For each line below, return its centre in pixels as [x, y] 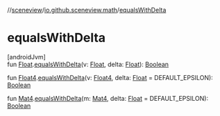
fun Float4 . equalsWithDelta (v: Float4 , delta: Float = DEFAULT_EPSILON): [110, 77]
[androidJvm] [27, 57]
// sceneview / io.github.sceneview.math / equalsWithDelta [87, 10]
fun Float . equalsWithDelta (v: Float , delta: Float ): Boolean [88, 64]
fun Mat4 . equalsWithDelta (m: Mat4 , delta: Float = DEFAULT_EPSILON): [108, 98]
